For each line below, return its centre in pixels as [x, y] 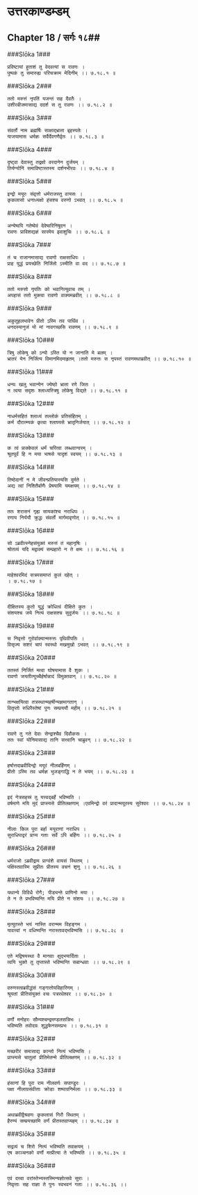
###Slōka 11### [30, 372]
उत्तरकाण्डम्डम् [38, 11]
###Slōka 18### [31, 594]
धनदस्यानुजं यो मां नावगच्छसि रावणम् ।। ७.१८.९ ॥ [63, 327]
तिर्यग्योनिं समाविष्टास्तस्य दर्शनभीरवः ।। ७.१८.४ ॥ [61, 168]
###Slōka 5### [30, 181]
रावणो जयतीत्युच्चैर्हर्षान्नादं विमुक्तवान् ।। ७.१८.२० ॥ [62, 676]
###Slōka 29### [31, 943]
